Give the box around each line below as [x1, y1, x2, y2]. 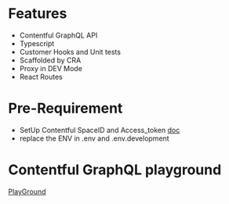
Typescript [19, 38, 55, 48]
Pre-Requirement [8, 99, 123, 117]
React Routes [19, 72, 63, 81]
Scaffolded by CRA [19, 55, 82, 65]
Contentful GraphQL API [19, 30, 98, 40]
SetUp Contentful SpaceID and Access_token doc [19, 125, 180, 134]
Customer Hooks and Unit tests [19, 47, 122, 56]
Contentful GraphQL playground [8, 161, 222, 179]
